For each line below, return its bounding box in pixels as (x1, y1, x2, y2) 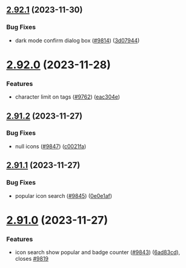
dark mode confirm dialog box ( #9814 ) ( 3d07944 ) (15, 36, 140, 44)
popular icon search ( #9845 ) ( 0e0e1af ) (15, 192, 113, 199)
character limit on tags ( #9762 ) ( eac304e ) (15, 93, 120, 100)
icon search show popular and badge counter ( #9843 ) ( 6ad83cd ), (15, 249, 181, 256)
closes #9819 (15, 255, 49, 263)
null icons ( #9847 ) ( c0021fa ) (15, 142, 87, 150)
